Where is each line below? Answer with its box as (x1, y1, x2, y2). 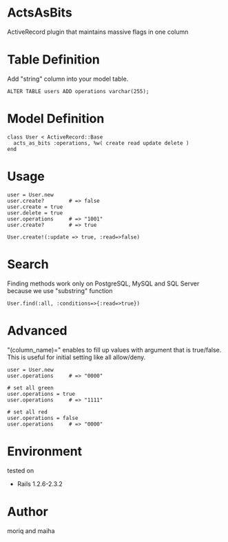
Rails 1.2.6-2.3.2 (17, 479, 63, 488)
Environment (7, 443, 83, 459)
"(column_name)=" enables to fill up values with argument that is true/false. (7, 345, 222, 354)
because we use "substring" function (7, 286, 113, 294)
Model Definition (7, 111, 105, 127)
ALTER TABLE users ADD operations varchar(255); (7, 88, 149, 94)
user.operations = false (7, 414, 79, 421)
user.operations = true (7, 390, 76, 397)
